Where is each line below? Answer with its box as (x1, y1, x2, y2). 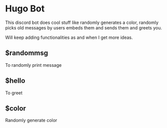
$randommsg (5, 49, 48, 57)
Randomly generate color (5, 118, 57, 124)
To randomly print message (5, 62, 62, 68)
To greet (5, 90, 22, 96)
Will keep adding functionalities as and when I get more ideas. (5, 34, 133, 40)
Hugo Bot (5, 3, 45, 14)
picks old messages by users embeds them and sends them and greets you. (5, 24, 162, 30)
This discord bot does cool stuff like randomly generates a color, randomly (5, 19, 159, 25)
